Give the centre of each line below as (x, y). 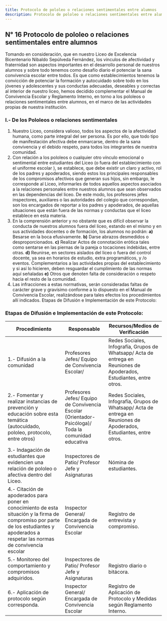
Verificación (134, 332)
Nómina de (121, 462)
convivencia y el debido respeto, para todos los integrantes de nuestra (85, 147)
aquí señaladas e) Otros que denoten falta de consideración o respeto (84, 274)
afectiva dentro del (30, 475)
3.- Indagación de (29, 450)
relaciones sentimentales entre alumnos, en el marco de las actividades (78, 102)
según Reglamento (130, 605)
